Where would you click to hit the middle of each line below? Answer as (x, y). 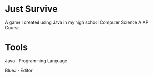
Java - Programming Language (36, 61)
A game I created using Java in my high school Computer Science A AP (77, 22)
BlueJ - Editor (19, 70)
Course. (13, 27)
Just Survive (31, 9)
